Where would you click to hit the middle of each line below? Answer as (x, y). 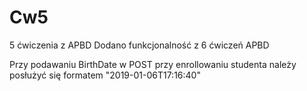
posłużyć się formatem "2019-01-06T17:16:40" (105, 75)
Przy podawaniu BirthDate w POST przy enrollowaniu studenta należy (153, 64)
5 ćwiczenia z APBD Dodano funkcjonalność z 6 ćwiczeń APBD (139, 45)
